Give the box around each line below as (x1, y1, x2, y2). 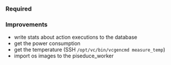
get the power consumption (13, 40, 81, 47)
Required (5, 5, 32, 13)
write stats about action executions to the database (13, 34, 138, 41)
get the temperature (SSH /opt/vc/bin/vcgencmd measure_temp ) (13, 46, 166, 53)
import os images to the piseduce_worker (13, 52, 114, 60)
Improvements (5, 20, 48, 28)
